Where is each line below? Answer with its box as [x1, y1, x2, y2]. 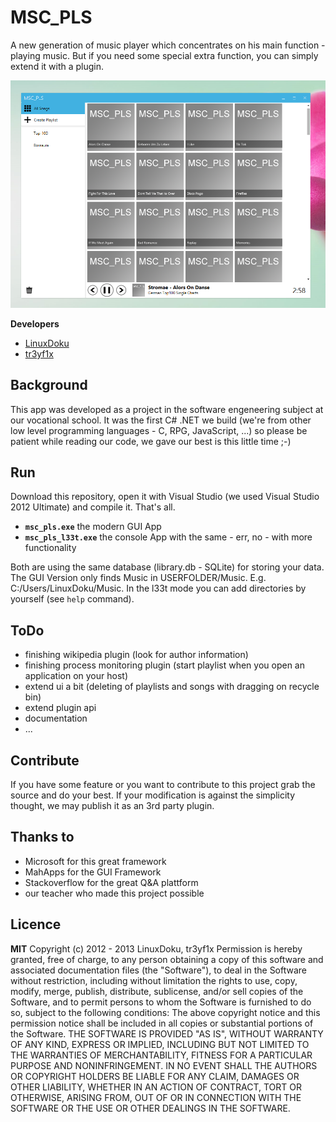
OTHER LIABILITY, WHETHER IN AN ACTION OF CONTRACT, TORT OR [10, 1081, 302, 1093]
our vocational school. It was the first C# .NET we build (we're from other [10, 414, 312, 426]
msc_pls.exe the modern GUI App [24, 521, 162, 533]
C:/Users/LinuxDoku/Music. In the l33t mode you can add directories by [10, 582, 307, 595]
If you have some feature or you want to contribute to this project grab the [10, 779, 316, 791]
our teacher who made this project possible [24, 887, 205, 899]
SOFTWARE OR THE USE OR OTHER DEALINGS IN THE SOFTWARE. [10, 1102, 291, 1114]
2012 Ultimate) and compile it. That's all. [10, 501, 176, 513]
